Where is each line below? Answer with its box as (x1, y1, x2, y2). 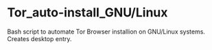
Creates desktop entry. (7, 34, 72, 42)
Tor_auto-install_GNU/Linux (7, 5, 168, 21)
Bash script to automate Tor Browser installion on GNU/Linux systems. (7, 27, 206, 36)
